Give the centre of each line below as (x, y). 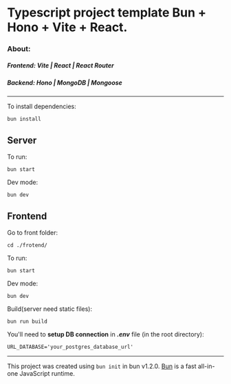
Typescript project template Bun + (107, 13)
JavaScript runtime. (47, 374)
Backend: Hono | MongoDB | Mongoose (65, 83)
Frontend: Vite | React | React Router (61, 65)
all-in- (206, 366)
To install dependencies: (42, 107)
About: (19, 49)
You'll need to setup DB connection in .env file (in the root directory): (106, 334)
